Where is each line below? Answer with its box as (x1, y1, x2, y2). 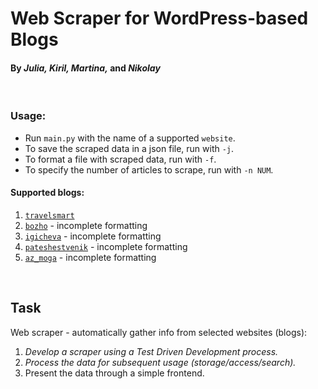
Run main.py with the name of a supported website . (24, 132, 236, 144)
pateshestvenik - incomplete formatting (24, 240, 188, 252)
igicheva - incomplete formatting (24, 230, 162, 242)
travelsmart (24, 210, 75, 221)
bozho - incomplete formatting (24, 219, 148, 231)
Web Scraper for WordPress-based (10, 7, 309, 30)
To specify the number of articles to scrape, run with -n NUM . (24, 163, 274, 176)
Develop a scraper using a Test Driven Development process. (24, 345, 279, 357)
